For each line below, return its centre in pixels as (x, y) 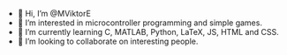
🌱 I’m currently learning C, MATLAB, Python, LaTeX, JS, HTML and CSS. (148, 32)
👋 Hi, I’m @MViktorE (54, 14)
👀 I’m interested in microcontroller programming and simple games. (140, 23)
